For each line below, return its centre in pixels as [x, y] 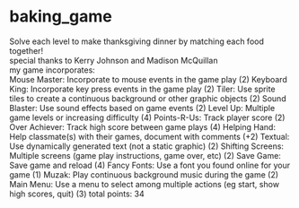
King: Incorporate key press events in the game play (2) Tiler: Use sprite [142, 89]
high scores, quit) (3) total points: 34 [77, 194]
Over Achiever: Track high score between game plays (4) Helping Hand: [143, 126]
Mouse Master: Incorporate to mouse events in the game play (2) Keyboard [148, 79]
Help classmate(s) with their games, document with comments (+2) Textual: [149, 136]
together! [26, 50]
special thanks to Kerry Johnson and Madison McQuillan [114, 60]
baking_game [61, 17]
